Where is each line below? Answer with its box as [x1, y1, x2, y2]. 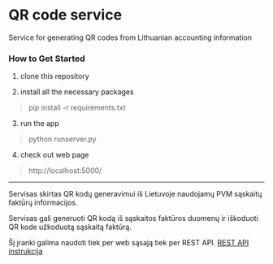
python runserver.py [28, 134, 97, 144]
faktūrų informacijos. [8, 197, 78, 208]
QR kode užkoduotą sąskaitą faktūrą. [8, 222, 132, 232]
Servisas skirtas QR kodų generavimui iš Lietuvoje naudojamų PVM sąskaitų [8, 189, 262, 199]
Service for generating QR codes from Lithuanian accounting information [8, 32, 253, 42]
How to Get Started [8, 53, 85, 64]
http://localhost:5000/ [28, 166, 102, 175]
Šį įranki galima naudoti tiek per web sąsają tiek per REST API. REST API [8, 238, 249, 248]
